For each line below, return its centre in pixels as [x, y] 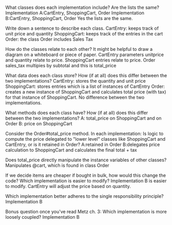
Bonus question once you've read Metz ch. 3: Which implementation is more [86, 212]
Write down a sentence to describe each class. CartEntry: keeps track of [82, 28]
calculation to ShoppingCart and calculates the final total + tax [71, 150]
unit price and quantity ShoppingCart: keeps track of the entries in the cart [84, 34]
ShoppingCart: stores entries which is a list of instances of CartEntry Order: [85, 86]
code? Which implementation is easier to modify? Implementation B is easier [86, 181]
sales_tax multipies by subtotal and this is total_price [61, 65]
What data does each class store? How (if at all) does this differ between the [86, 76]
